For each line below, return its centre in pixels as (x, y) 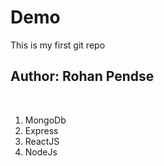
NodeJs (41, 152)
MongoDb (45, 120)
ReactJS (42, 141)
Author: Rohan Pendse (82, 76)
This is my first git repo (58, 45)
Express (41, 130)
